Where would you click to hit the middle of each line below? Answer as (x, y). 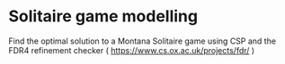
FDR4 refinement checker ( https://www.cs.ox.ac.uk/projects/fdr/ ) (132, 50)
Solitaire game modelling (103, 16)
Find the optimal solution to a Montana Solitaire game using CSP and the (142, 41)
